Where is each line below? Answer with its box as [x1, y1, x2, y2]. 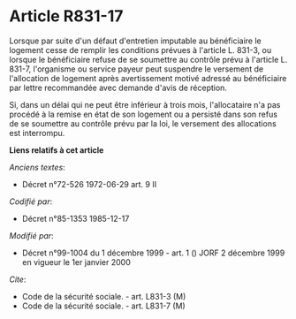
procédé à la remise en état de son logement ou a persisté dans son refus [9, 109, 278, 119]
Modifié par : [9, 230, 55, 240]
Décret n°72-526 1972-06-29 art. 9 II [21, 178, 157, 189]
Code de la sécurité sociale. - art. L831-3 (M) [21, 291, 186, 301]
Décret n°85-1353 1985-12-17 [21, 213, 130, 224]
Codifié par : [9, 196, 53, 207]
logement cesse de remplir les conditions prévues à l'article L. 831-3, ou [9, 44, 272, 55]
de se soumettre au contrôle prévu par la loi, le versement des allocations [9, 118, 277, 129]
